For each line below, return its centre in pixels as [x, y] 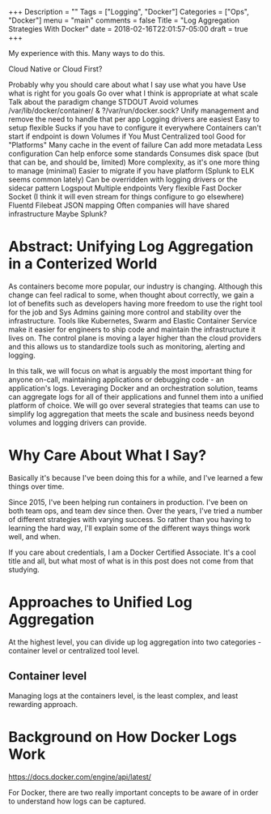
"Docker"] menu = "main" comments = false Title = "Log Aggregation [124, 20]
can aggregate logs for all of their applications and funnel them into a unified [136, 396]
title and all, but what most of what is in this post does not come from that [131, 561]
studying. [24, 569]
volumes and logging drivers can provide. [78, 422]
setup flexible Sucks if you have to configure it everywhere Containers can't [135, 128]
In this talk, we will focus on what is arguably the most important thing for [131, 371]
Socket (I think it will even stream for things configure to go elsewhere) [126, 197]
